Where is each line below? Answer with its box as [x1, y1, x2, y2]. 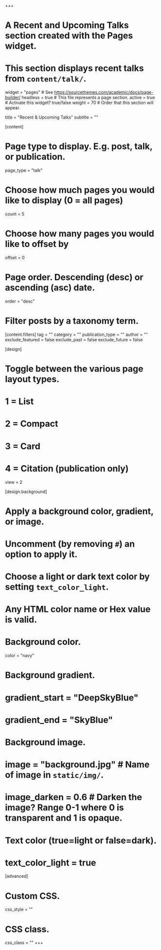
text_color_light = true [5, 857, 96, 868]
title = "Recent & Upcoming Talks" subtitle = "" [5, 114, 98, 120]
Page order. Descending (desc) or [5, 272, 143, 283]
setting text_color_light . [5, 581, 109, 593]
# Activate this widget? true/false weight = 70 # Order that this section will [5, 100, 154, 105]
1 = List [5, 396, 34, 407]
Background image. [5, 737, 86, 747]
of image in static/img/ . [5, 769, 104, 781]
